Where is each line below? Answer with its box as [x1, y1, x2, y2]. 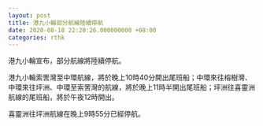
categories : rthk [8, 33, 65, 42]
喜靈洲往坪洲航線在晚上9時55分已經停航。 [8, 109, 146, 119]
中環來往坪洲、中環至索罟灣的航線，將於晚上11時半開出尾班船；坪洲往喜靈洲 [8, 83, 256, 92]
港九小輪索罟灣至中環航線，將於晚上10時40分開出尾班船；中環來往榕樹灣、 [8, 72, 252, 83]
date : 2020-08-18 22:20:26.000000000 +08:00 [8, 26, 157, 34]
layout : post [8, 11, 51, 20]
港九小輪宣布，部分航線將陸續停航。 [8, 56, 126, 65]
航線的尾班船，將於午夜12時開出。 [8, 92, 120, 102]
